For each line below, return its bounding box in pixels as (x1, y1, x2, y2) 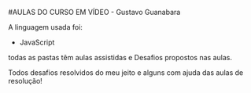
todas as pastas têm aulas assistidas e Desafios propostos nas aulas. (8, 53, 232, 62)
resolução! (8, 77, 43, 85)
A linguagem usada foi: (8, 23, 83, 31)
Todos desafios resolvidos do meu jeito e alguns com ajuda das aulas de (8, 68, 244, 77)
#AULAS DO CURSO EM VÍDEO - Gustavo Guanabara (8, 8, 181, 16)
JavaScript (19, 38, 55, 47)
